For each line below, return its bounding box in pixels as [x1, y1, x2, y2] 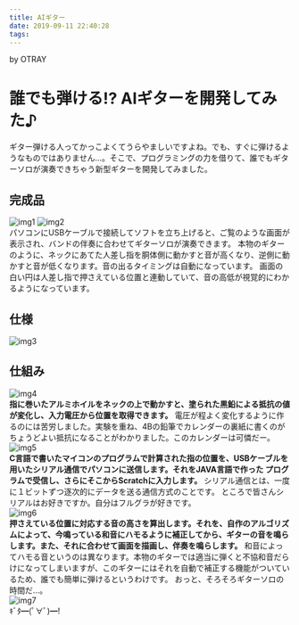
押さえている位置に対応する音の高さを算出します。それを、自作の [9, 518, 251, 529]
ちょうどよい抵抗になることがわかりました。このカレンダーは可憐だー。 [9, 432, 275, 442]
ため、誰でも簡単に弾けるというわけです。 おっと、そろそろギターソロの [16, 573, 284, 584]
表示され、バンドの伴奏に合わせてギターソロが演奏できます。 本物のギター [9, 238, 286, 250]
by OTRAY [9, 54, 47, 65]
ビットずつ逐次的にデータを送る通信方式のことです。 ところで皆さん [24, 486, 277, 497]
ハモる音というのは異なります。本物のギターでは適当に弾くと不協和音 [16, 551, 274, 562]
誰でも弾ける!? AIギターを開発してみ [9, 88, 278, 108]
